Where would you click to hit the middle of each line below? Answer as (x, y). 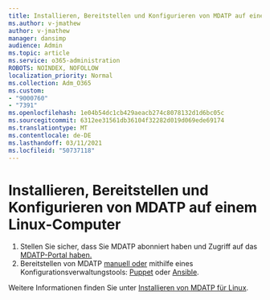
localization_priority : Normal (61, 76)
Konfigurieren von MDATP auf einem (133, 207)
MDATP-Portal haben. (56, 255)
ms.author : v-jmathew (45, 23)
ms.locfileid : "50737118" (51, 150)
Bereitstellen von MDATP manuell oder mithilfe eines (106, 264)
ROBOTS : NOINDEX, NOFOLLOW (53, 68)
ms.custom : (27, 90)
